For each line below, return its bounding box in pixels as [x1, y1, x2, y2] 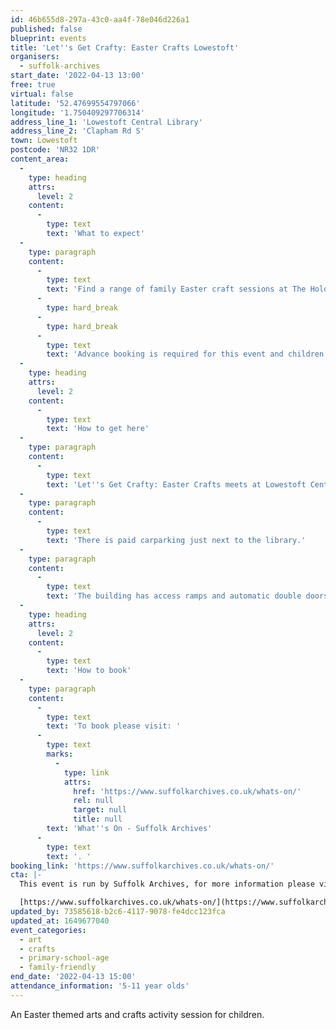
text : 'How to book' [46, 666, 132, 676]
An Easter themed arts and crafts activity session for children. [10, 1008, 265, 1020]
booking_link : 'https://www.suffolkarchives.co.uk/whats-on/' [10, 861, 275, 871]
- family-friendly [19, 962, 97, 973]
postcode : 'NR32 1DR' [10, 145, 101, 155]
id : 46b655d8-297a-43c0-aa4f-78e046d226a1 [10, 14, 190, 25]
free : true [10, 80, 56, 90]
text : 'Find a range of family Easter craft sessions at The [46, 284, 307, 295]
